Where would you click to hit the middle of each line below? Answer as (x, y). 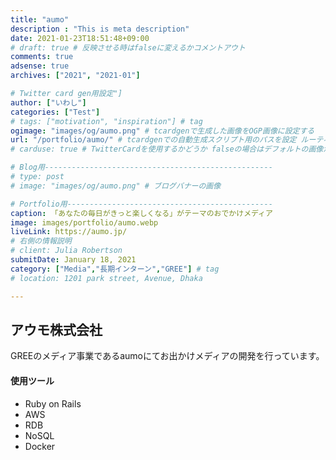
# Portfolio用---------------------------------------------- (141, 204)
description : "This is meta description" (100, 29)
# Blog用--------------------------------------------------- (141, 167)
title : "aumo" (40, 19)
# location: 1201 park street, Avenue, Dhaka (106, 278)
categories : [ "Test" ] (55, 112)
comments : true (42, 57)
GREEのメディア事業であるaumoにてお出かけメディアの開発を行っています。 (167, 356)
